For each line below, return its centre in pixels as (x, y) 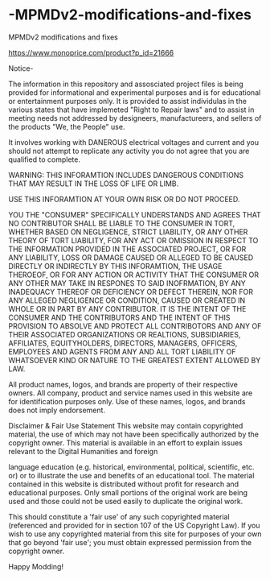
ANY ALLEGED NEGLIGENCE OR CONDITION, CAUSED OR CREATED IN (127, 300)
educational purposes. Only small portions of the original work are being (128, 492)
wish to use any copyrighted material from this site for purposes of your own (135, 534)
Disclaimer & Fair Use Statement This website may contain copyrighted (126, 425)
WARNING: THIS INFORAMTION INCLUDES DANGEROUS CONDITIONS (126, 175)
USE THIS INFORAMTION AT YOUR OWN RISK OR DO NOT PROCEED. (124, 199)
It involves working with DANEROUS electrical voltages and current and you (134, 142)
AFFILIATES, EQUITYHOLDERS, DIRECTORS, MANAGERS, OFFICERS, (123, 343)
